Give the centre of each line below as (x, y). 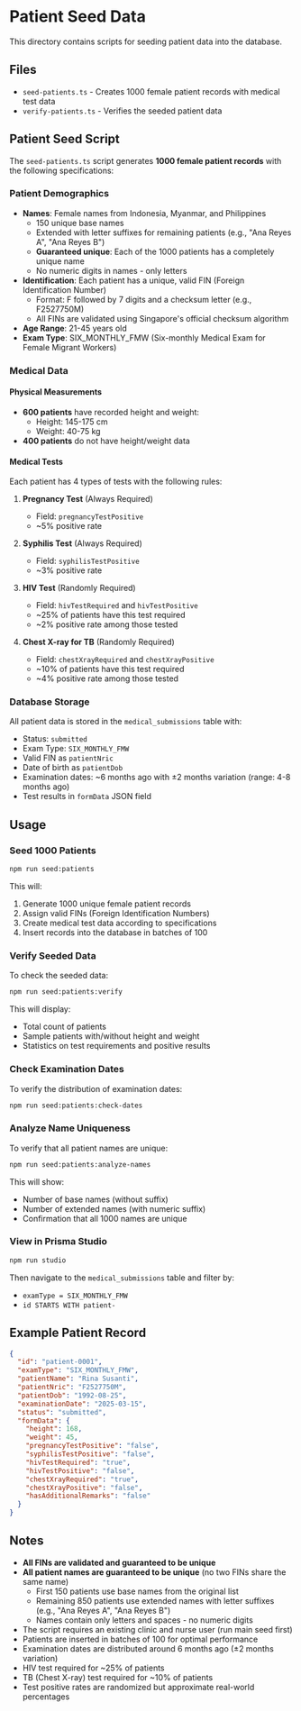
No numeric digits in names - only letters (111, 270)
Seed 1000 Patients (53, 851)
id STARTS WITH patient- (69, 1305)
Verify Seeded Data (53, 955)
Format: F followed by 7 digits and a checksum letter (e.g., (144, 299)
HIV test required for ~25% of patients (93, 1668)
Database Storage (50, 702)
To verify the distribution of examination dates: (96, 1088)
